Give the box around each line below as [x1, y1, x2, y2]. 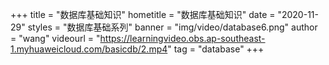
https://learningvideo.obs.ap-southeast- [99, 33, 266, 44]
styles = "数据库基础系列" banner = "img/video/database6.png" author [27, 21, 318, 33]
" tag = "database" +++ [167, 43, 265, 55]
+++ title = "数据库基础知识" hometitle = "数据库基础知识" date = [10, 9, 276, 20]
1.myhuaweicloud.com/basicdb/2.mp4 [10, 43, 168, 55]
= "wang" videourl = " [10, 33, 101, 44]
